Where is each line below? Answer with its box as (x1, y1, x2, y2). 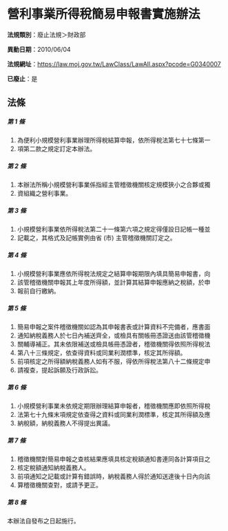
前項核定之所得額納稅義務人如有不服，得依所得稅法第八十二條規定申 (17, 357, 211, 366)
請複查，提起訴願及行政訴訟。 (17, 366, 102, 374)
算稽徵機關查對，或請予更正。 (17, 481, 102, 490)
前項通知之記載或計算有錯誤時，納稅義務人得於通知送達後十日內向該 (17, 472, 211, 481)
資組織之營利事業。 (17, 189, 72, 198)
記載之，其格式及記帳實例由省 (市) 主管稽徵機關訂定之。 (17, 234, 176, 242)
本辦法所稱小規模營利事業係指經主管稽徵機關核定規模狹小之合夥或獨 (17, 180, 211, 189)
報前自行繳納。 (17, 287, 60, 295)
